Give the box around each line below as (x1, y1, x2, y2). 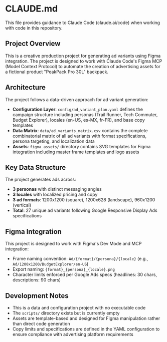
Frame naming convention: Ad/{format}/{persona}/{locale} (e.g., (12, 256, 148, 262)
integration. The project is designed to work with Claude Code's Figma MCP (5, 58, 162, 64)
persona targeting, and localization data (12, 138, 95, 144)
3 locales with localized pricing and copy (12, 191, 98, 198)
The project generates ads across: (5, 176, 76, 183)
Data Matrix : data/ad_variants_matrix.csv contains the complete (12, 127, 148, 133)
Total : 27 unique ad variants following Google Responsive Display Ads (12, 207, 157, 213)
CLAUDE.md (5, 3, 58, 15)
